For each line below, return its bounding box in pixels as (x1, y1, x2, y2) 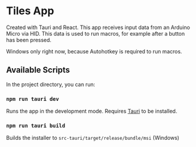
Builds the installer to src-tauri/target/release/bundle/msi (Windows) (6, 135, 179, 142)
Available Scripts (6, 65, 70, 75)
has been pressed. (6, 36, 52, 43)
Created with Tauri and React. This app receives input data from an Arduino (6, 24, 191, 31)
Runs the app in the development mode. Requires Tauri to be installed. (6, 108, 178, 115)
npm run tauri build (6, 122, 66, 129)
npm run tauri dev (6, 95, 59, 102)
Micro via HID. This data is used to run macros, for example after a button (6, 30, 185, 37)
